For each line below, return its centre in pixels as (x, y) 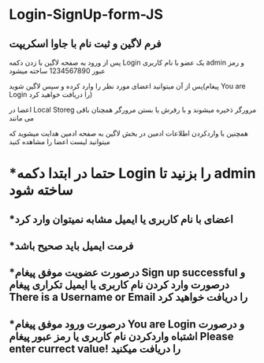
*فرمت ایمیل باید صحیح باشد (71, 246)
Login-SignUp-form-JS (86, 15)
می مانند (22, 118)
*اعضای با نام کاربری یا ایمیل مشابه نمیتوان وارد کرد (121, 219)
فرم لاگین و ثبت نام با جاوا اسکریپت (85, 44)
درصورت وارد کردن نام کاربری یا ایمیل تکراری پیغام (119, 285)
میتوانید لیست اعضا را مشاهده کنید (60, 142)
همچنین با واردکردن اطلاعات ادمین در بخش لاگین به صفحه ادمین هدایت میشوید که (129, 133)
